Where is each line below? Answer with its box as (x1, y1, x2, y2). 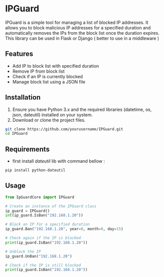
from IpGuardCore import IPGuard (5, 194, 75, 199)
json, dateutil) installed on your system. (12, 111, 93, 117)
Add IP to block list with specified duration (12, 63, 99, 69)
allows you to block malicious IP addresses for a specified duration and (5, 24, 151, 30)
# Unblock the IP (5, 249, 41, 254)
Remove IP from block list (12, 68, 65, 74)
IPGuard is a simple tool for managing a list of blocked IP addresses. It (5, 19, 149, 25)
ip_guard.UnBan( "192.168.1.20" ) (5, 254, 72, 259)
